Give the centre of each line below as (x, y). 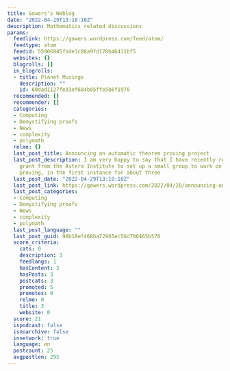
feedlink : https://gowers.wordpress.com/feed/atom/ (89, 39)
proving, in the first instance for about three (90, 172)
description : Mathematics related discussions (75, 26)
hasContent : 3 (39, 268)
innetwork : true (36, 338)
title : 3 (32, 306)
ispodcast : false (38, 325)
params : (18, 33)
